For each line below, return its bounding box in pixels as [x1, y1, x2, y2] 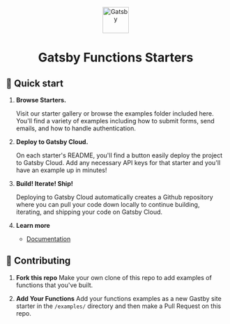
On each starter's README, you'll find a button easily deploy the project [15, 151, 223, 160]
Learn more [15, 222, 51, 229]
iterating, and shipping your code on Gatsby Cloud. [15, 208, 163, 216]
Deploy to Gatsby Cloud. [15, 138, 89, 146]
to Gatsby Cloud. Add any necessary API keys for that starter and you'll [15, 159, 221, 167]
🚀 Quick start [6, 77, 63, 89]
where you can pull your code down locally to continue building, [15, 201, 200, 208]
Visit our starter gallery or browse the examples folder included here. [15, 109, 214, 118]
